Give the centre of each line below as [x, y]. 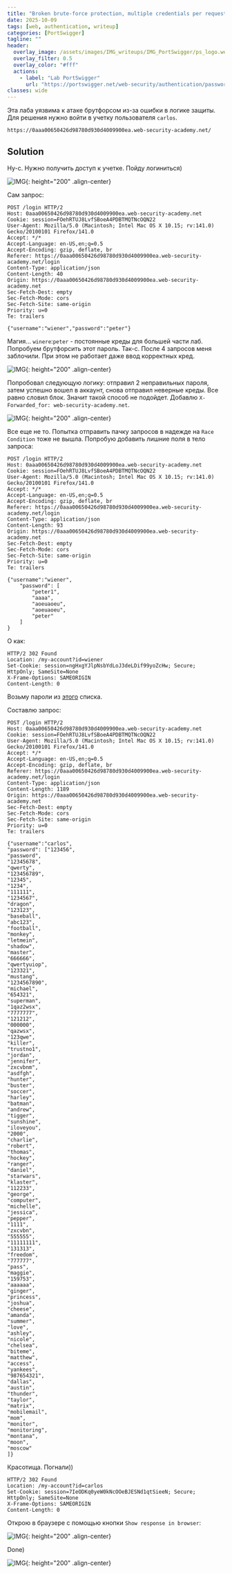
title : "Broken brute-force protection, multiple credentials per [105, 13]
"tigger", [21, 1116]
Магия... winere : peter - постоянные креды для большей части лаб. [105, 341]
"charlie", [23, 1140]
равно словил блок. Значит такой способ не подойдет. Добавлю [103, 397]
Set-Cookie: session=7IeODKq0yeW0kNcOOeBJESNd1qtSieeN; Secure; [101, 1492]
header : [18, 46]
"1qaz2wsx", [24, 1007]
